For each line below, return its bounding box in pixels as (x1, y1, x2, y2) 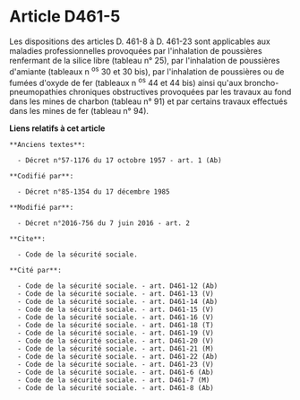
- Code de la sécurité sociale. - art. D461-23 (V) (17, 361, 215, 370)
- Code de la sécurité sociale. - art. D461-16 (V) (17, 313, 215, 322)
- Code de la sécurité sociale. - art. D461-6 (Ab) (17, 368, 215, 378)
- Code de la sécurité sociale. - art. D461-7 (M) (17, 376, 210, 385)
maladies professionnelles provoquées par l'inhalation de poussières (9, 45, 262, 56)
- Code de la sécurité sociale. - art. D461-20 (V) (17, 336, 215, 346)
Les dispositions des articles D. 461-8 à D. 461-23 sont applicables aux (9, 36, 271, 47)
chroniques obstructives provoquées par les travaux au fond (68, 87, 292, 98)
